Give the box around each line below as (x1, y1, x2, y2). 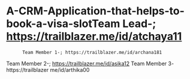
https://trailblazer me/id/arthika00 (6, 66, 90, 73)
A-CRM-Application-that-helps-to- (6, 4, 185, 18)
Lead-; (122, 17, 156, 31)
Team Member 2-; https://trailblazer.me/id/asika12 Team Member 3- (6, 60, 174, 67)
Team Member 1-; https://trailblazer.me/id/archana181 (22, 49, 162, 55)
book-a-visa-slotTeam (6, 17, 120, 31)
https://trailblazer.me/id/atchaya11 (6, 30, 182, 43)
